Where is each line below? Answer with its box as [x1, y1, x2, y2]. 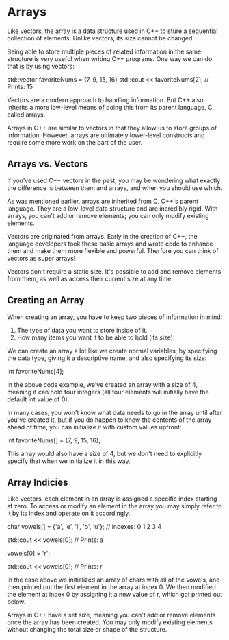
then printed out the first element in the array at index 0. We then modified [7, 583, 217, 591]
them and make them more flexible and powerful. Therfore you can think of [7, 246, 219, 254]
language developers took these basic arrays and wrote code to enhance [7, 239, 213, 248]
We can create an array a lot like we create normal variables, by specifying [7, 346, 217, 355]
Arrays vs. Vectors [7, 158, 89, 170]
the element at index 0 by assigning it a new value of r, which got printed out [7, 591, 223, 599]
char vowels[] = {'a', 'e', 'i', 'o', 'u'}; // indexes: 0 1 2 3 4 [7, 523, 162, 531]
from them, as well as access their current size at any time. [7, 274, 173, 283]
